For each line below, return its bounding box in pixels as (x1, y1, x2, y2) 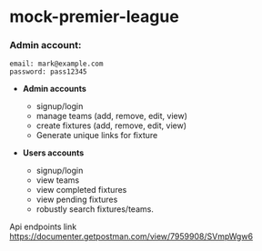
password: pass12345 (9, 67, 88, 76)
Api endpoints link (9, 221, 77, 233)
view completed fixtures (35, 185, 127, 196)
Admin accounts (22, 84, 86, 95)
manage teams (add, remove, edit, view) (35, 111, 188, 122)
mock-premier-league (9, 6, 179, 27)
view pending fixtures (35, 194, 118, 206)
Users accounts (22, 147, 85, 158)
